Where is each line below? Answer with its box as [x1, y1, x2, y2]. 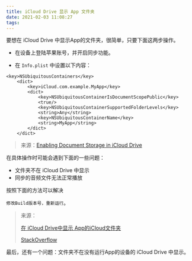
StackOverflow [20, 236, 57, 243]
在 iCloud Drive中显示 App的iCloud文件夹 [20, 224, 121, 231]
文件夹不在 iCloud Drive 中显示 [14, 167, 90, 174]
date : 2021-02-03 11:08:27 [6, 14, 73, 20]
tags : [6, 20, 20, 25]
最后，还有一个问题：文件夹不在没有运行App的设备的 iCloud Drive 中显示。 [6, 249, 190, 256]
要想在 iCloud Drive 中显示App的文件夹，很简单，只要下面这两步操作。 [6, 37, 179, 44]
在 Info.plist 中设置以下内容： [14, 62, 92, 69]
